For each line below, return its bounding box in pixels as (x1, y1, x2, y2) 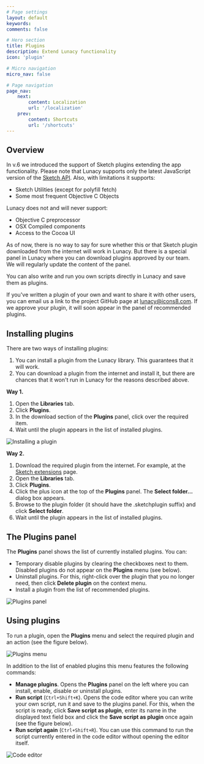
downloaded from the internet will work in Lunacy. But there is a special (6, 248, 187, 255)
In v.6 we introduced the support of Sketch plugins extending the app (6, 161, 182, 169)
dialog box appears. (15, 495, 66, 502)
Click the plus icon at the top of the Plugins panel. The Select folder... (15, 488, 193, 495)
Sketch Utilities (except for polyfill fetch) (15, 186, 117, 193)
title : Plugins (6, 43, 45, 49)
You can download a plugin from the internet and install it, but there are (15, 369, 195, 377)
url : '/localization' (28, 105, 84, 111)
